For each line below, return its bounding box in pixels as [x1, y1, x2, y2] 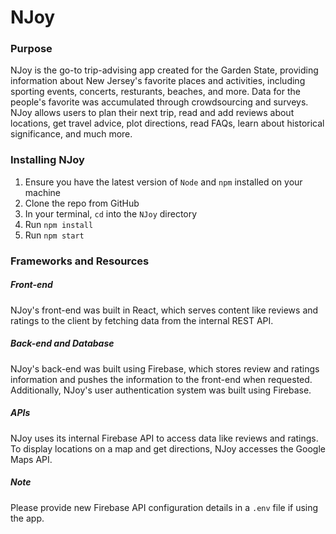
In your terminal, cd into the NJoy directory [24, 207, 198, 220]
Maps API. [10, 453, 53, 465]
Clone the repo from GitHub [24, 197, 140, 209]
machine [24, 186, 62, 198]
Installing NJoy [10, 153, 85, 167]
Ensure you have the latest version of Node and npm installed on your [24, 176, 303, 188]
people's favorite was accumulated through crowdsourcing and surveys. [10, 96, 309, 108]
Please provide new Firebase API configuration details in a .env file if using [10, 501, 319, 513]
